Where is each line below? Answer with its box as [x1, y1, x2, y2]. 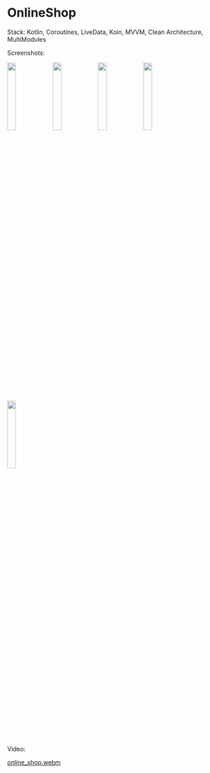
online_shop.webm [7, 758, 61, 766]
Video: [7, 745, 26, 753]
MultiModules [7, 35, 46, 43]
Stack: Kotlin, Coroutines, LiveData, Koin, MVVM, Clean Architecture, [7, 28, 204, 36]
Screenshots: [7, 49, 45, 57]
